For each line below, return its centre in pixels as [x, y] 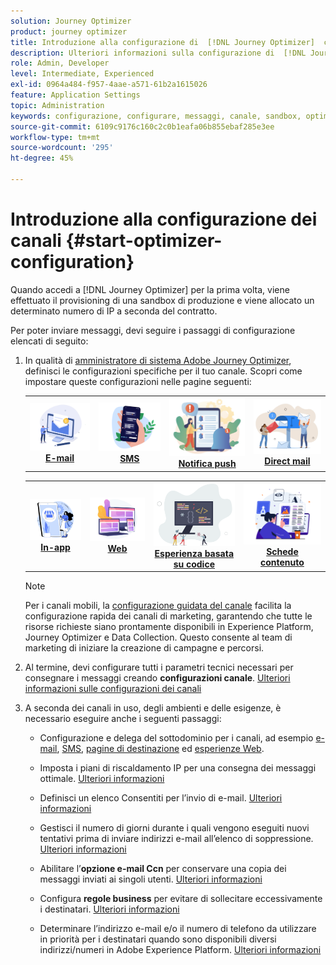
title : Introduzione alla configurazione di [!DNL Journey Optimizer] [162, 42]
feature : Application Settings [75, 95]
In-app [55, 547]
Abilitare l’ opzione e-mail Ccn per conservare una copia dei [163, 869]
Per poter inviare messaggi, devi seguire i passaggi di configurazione [153, 330]
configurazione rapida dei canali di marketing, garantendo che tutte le [168, 616]
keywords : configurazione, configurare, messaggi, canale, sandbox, [156, 116]
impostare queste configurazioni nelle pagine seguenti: [138, 381]
